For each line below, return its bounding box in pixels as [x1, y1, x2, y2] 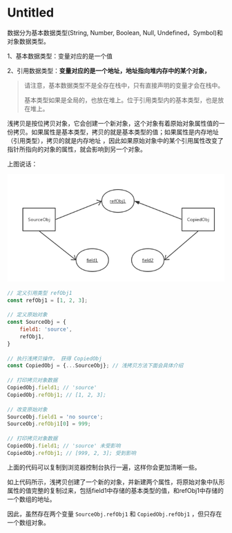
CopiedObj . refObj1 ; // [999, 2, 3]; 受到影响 [7, 449, 137, 456]
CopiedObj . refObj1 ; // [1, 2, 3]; [7, 391, 107, 398]
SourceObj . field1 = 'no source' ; [7, 413, 104, 420]
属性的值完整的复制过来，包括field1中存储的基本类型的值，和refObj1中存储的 [7, 486, 224, 494]
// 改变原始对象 [7, 406, 48, 413]
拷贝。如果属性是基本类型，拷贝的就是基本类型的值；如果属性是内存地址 [12, 128, 219, 136]
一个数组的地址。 [7, 495, 56, 503]
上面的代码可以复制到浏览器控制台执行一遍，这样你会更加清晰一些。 [7, 463, 201, 471]
